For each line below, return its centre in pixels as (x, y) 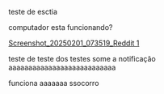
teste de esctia (33, 12)
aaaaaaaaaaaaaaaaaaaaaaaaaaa (62, 67)
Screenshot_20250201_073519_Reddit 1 (74, 43)
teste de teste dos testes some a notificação (82, 59)
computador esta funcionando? (61, 27)
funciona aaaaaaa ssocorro (54, 83)
